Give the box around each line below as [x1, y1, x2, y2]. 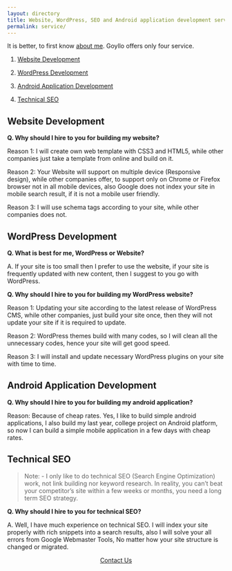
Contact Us [99, 556, 133, 564]
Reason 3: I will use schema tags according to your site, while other [7, 203, 199, 211]
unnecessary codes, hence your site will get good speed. [7, 339, 171, 347]
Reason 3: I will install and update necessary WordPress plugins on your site [7, 353, 224, 360]
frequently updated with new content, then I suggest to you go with [7, 270, 199, 278]
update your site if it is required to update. [7, 318, 126, 327]
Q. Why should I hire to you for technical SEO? [7, 507, 142, 515]
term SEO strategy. [23, 494, 78, 502]
